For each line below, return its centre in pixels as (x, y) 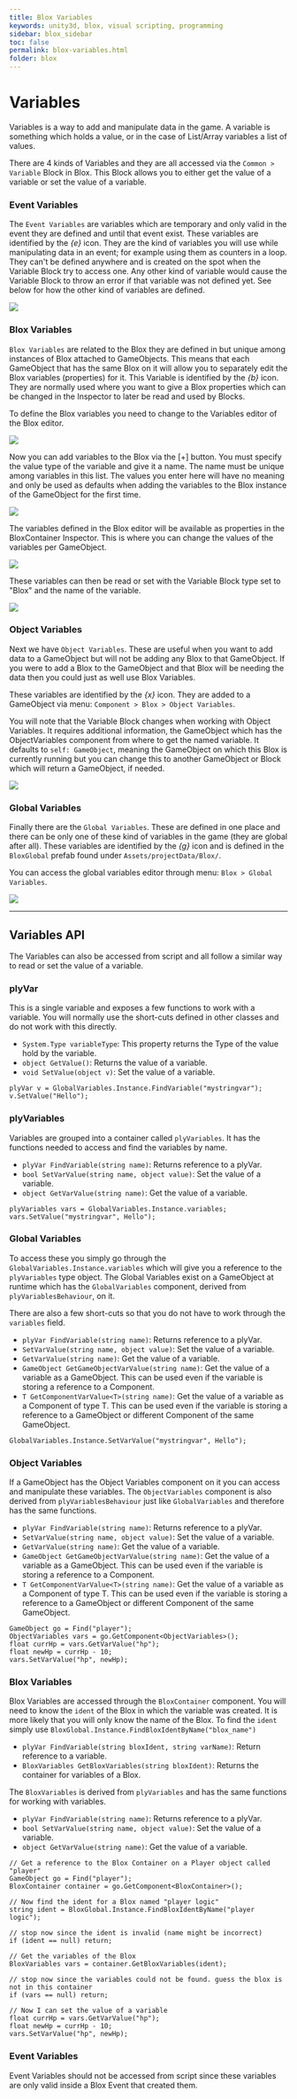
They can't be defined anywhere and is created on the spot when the (135, 262)
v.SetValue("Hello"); (49, 1096)
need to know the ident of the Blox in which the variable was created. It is (144, 1711)
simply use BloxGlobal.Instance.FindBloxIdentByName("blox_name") (133, 1729)
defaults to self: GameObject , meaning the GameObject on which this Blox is (148, 749)
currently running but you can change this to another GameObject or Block (145, 758)
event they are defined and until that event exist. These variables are (134, 234)
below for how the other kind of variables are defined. (107, 290)
